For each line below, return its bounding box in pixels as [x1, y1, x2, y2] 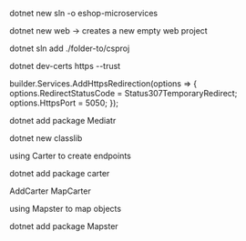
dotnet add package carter [9, 168, 110, 178]
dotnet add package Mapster [9, 221, 118, 231]
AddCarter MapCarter [9, 186, 91, 196]
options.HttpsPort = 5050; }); [9, 97, 118, 108]
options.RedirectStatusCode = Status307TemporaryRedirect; [9, 88, 238, 98]
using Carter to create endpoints [9, 150, 132, 161]
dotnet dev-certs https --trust [9, 61, 121, 71]
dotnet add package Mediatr [9, 115, 117, 126]
